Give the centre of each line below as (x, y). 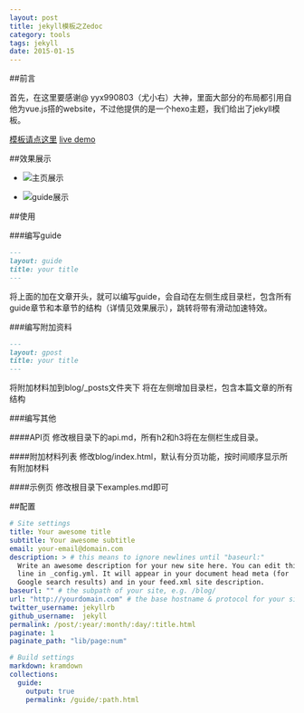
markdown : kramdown (46, 666)
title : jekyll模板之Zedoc (56, 26)
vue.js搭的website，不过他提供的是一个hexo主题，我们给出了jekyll (149, 109)
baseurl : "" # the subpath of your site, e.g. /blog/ (113, 591)
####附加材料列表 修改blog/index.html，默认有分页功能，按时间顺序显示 (145, 457)
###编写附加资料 (41, 327)
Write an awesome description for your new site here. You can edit (149, 566)
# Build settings (42, 658)
